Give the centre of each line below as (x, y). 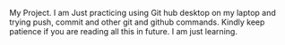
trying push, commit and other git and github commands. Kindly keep (137, 22)
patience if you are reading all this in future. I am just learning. (123, 31)
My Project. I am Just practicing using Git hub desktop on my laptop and (142, 13)
